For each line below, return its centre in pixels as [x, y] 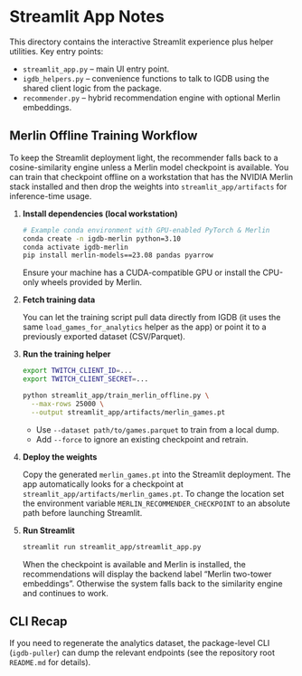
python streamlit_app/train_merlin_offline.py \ [116, 395]
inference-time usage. [51, 195]
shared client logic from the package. [92, 88]
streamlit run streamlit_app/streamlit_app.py [112, 547]
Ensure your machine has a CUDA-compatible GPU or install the [141, 272]
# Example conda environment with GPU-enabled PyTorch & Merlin [146, 230]
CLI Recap [38, 621]
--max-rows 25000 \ [68, 404]
